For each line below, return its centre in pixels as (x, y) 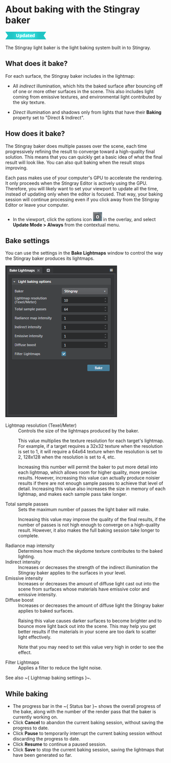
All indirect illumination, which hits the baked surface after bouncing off (88, 86)
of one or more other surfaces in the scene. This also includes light (83, 91)
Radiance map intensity (30, 546)
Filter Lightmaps (22, 662)
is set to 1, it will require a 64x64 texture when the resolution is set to (90, 452)
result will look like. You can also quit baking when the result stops (75, 162)
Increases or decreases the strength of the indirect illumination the (88, 568)
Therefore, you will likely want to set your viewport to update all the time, (82, 188)
